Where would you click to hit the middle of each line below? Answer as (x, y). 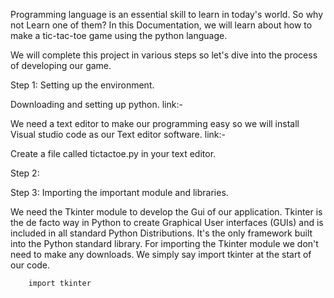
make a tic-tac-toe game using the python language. (119, 35)
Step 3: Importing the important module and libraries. (119, 192)
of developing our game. (61, 65)
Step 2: (25, 173)
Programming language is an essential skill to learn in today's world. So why (167, 14)
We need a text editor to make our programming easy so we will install (155, 123)
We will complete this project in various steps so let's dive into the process (164, 55)
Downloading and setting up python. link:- (96, 104)
